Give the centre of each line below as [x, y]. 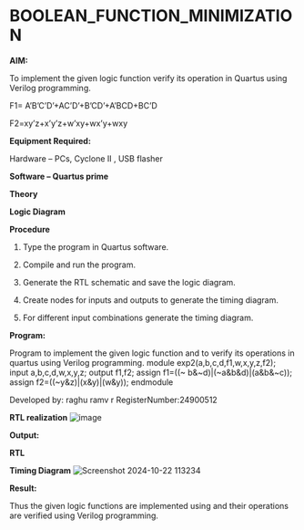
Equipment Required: [50, 140]
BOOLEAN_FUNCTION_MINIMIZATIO [151, 16]
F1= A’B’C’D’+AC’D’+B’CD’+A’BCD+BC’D [83, 105]
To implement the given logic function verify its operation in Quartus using [148, 78]
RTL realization [39, 417]
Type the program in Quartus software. [96, 246]
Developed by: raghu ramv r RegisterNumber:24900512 [114, 400]
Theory [24, 193]
